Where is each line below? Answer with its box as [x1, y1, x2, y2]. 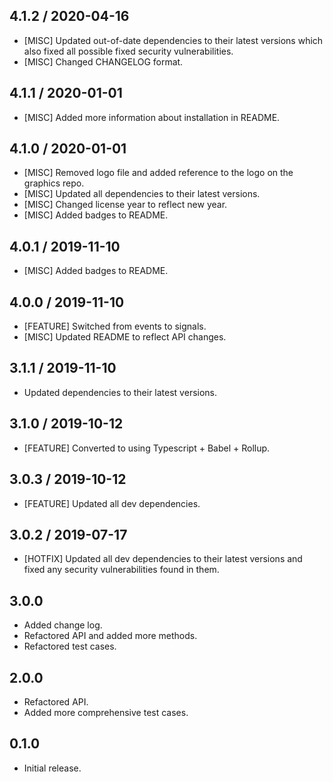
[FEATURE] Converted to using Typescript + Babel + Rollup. [23, 442, 271, 454]
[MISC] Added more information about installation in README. [23, 111, 281, 123]
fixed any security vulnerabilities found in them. [23, 564, 220, 576]
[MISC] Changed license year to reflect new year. [23, 199, 228, 211]
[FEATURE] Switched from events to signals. [23, 320, 207, 333]
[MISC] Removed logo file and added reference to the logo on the [23, 167, 294, 179]
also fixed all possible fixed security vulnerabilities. [23, 45, 234, 57]
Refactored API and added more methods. [23, 630, 198, 642]
